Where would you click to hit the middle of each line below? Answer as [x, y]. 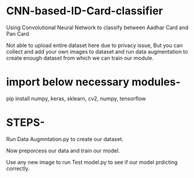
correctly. [18, 168]
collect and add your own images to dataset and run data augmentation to [97, 51]
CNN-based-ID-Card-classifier [84, 11]
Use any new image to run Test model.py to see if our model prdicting [92, 162]
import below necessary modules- [93, 82]
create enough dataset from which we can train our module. [80, 58]
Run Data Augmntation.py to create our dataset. [65, 139]
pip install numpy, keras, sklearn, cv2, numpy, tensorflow [76, 98]
